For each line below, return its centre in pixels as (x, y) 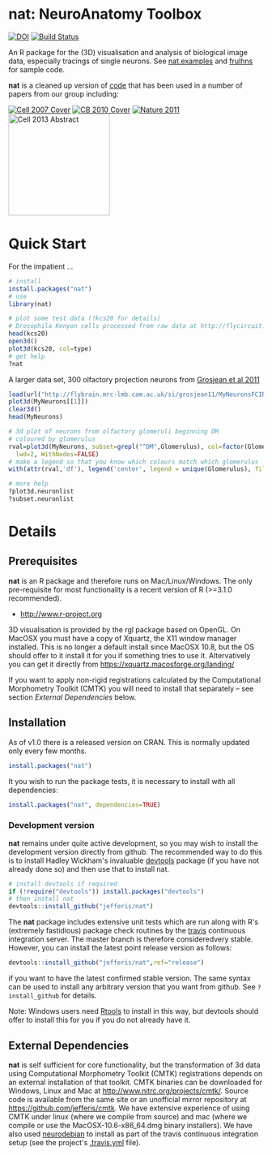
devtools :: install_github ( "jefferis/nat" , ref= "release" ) (106, 963)
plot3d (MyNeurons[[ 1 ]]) (49, 402)
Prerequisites (43, 561)
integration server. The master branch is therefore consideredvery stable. (131, 939)
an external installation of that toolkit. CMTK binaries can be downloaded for (136, 1082)
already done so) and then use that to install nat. (89, 868)
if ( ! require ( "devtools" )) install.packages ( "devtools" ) (106, 891)
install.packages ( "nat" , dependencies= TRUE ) (85, 804)
